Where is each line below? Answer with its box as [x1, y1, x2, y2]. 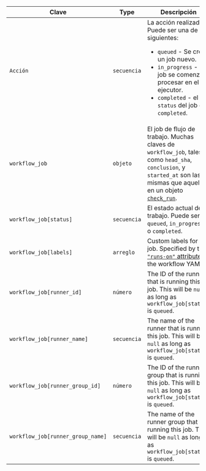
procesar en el [157, 78, 199, 86]
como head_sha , [147, 156, 192, 164]
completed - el [157, 93, 199, 102]
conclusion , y [147, 163, 186, 171]
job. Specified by [147, 245, 196, 253]
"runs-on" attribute [147, 252, 202, 260]
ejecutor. [157, 86, 183, 94]
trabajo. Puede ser [147, 212, 200, 220]
